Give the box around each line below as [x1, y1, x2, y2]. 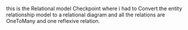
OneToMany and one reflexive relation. [6, 18, 101, 24]
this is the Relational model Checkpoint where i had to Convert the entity [6, 5, 182, 12]
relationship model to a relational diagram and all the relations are [6, 11, 166, 18]
